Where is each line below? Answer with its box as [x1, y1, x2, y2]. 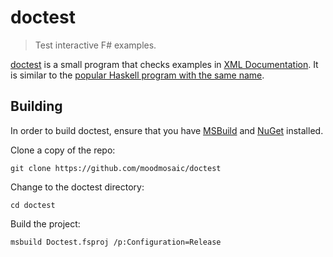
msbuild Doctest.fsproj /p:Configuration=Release [10, 237, 222, 247]
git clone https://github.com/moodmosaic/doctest [10, 163, 222, 173]
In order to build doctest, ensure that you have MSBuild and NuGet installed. [10, 124, 324, 136]
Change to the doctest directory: [10, 181, 145, 193]
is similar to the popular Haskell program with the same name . [10, 69, 265, 81]
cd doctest [10, 200, 56, 210]
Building [10, 98, 63, 115]
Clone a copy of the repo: [10, 144, 116, 156]
